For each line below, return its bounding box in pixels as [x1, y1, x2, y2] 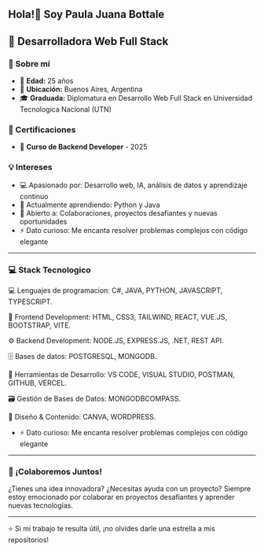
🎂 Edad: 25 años [19, 76, 74, 86]
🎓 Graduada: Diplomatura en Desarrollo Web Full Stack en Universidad [19, 94, 253, 103]
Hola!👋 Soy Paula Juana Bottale [8, 8, 165, 21]
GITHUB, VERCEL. [8, 378, 67, 387]
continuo [19, 191, 49, 201]
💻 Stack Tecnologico [8, 264, 92, 275]
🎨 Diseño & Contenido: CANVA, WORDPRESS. [8, 412, 156, 421]
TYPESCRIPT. [8, 297, 53, 306]
